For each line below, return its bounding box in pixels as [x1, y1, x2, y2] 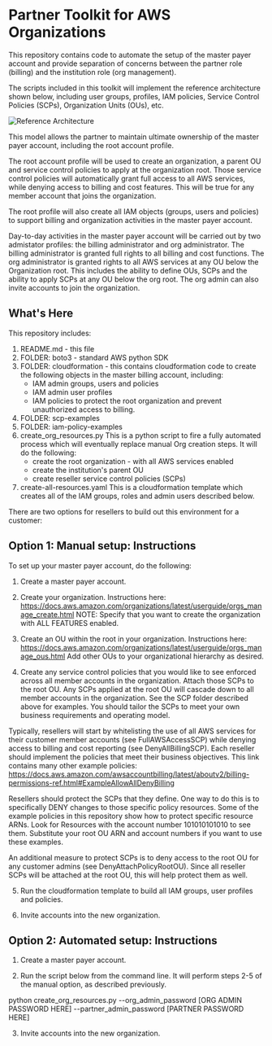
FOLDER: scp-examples [19, 413, 100, 422]
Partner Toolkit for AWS [8, 6, 171, 24]
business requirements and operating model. [19, 710, 171, 720]
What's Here [8, 307, 74, 321]
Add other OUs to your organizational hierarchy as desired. [67, 651, 264, 661]
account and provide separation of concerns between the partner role [8, 59, 243, 68]
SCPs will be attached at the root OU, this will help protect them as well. [8, 869, 248, 880]
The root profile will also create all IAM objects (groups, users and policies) [8, 206, 260, 217]
